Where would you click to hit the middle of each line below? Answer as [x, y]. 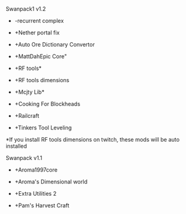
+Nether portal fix [37, 32]
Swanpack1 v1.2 [26, 9]
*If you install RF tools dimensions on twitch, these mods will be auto [93, 139]
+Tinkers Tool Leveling [43, 128]
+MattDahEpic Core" [41, 56]
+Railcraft [27, 116]
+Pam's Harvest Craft [42, 205]
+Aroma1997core [36, 170]
